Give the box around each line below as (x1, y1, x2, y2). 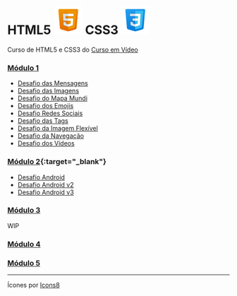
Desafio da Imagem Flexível (17, 124, 99, 133)
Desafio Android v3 (17, 188, 74, 196)
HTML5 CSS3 (7, 22, 119, 38)
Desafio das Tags (17, 117, 68, 125)
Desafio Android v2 (17, 180, 74, 189)
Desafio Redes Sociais (17, 109, 83, 118)
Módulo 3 (7, 206, 41, 215)
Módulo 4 (7, 239, 41, 249)
